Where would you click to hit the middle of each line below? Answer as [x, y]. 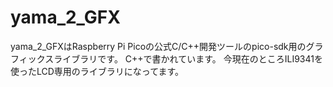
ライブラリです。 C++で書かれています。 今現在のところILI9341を [188, 58]
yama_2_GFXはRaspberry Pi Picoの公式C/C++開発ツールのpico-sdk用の [158, 46]
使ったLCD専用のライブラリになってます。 [97, 71]
